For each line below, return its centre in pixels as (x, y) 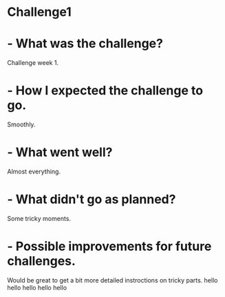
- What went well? (60, 152)
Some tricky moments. (39, 218)
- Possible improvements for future (109, 247)
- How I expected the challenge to (105, 91)
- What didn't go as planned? (92, 199)
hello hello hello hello (37, 287)
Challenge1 (40, 12)
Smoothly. (21, 124)
